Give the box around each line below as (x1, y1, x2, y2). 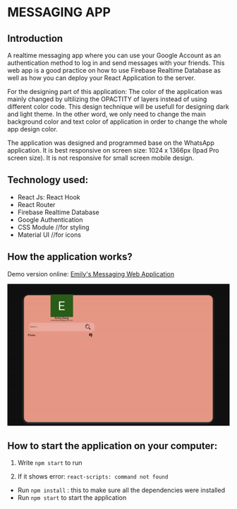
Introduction (7, 33, 63, 45)
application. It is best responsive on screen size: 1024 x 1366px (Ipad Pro (7, 146, 219, 154)
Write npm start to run (17, 459, 83, 467)
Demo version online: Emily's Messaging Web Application (7, 269, 175, 278)
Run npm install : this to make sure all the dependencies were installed (17, 486, 226, 495)
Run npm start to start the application (17, 493, 127, 502)
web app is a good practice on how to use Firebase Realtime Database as (7, 66, 221, 74)
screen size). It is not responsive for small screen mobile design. (7, 153, 195, 162)
